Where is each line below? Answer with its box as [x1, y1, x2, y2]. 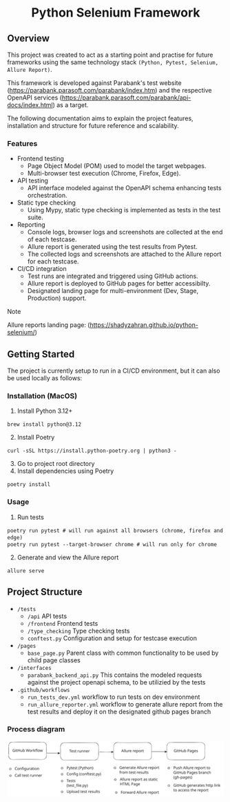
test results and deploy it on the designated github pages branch [27, 707, 211, 716]
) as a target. [52, 101, 89, 109]
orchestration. [27, 192, 67, 200]
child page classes [27, 655, 81, 664]
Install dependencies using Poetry [17, 467, 114, 475]
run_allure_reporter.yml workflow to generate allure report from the [27, 700, 223, 708]
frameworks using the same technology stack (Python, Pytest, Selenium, [7, 58, 219, 66]
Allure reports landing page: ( [7, 321, 90, 329]
